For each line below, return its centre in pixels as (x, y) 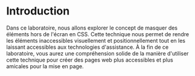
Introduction (38, 11)
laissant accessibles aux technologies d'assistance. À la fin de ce (88, 47)
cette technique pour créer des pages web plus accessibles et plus (90, 60)
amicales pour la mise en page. (45, 66)
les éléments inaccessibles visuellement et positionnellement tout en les (96, 40)
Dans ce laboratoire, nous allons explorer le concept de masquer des (92, 28)
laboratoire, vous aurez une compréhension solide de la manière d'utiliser (97, 53)
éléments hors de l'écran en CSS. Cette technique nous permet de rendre (97, 34)
